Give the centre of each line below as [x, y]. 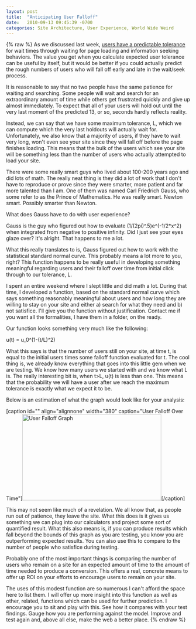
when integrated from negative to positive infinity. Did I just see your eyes [95, 232]
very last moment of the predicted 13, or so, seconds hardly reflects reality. [97, 112]
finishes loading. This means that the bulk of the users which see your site [96, 148]
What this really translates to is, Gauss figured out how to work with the [92, 250]
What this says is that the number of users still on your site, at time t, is [91, 351]
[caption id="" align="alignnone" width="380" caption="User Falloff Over [94, 412]
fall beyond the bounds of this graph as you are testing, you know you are [95, 535]
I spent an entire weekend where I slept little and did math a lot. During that [97, 286]
